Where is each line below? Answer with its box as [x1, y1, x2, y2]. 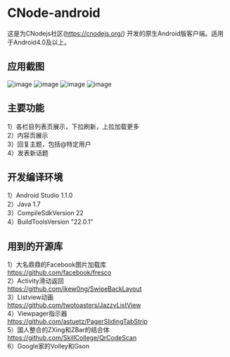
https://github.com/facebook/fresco [7, 268, 112, 277]
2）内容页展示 [7, 131, 49, 139]
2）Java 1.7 [7, 200, 41, 209]
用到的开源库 [7, 240, 63, 252]
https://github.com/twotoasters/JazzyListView [7, 301, 141, 310]
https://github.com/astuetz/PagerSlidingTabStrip [7, 317, 148, 326]
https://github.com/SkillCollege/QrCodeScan [7, 334, 137, 342]
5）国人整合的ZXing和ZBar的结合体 [7, 326, 110, 334]
